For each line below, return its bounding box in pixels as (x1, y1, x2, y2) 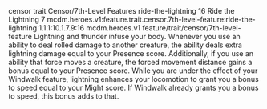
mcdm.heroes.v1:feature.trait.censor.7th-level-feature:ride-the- (47, 14, 257, 24)
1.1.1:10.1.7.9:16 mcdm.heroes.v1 (38, 23, 141, 33)
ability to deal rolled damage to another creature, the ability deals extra (8, 40, 243, 50)
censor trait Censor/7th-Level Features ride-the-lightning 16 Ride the (8, 6, 235, 15)
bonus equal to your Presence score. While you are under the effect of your (8, 66, 258, 75)
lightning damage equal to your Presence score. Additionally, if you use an (8, 49, 254, 58)
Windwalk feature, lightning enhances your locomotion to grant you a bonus (8, 75, 259, 83)
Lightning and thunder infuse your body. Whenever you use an (33, 32, 241, 41)
